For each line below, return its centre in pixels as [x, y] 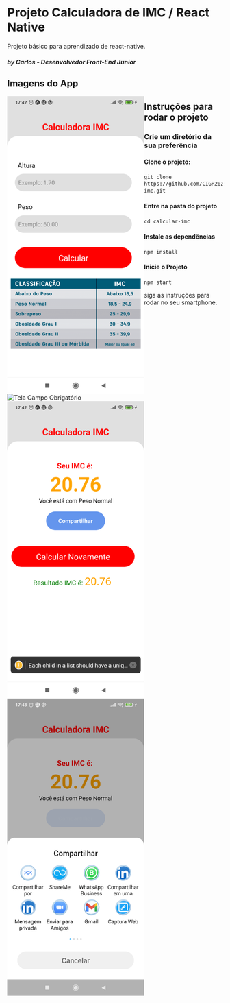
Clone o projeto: [167, 162]
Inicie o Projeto [166, 267]
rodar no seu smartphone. [181, 302]
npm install [161, 252]
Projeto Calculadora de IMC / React [108, 13]
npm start [158, 282]
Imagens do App [43, 83]
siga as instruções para [177, 295]
